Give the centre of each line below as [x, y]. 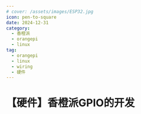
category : [18, 28]
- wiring [22, 66]
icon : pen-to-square [32, 17]
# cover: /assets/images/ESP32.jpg [50, 12]
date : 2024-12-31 [27, 22]
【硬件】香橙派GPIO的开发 [70, 103]
